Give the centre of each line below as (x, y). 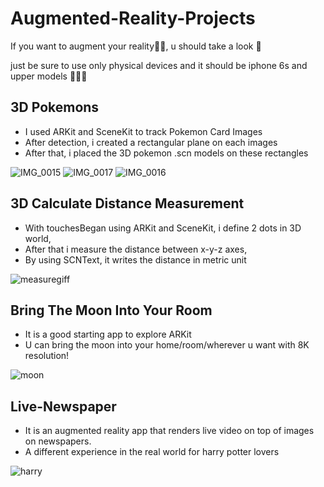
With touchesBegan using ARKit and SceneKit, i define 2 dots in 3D (163, 228)
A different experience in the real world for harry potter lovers (152, 452)
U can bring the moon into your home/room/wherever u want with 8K (167, 345)
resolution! (47, 356)
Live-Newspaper (63, 406)
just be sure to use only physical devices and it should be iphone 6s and (159, 65)
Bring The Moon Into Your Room (111, 310)
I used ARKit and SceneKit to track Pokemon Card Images (143, 131)
